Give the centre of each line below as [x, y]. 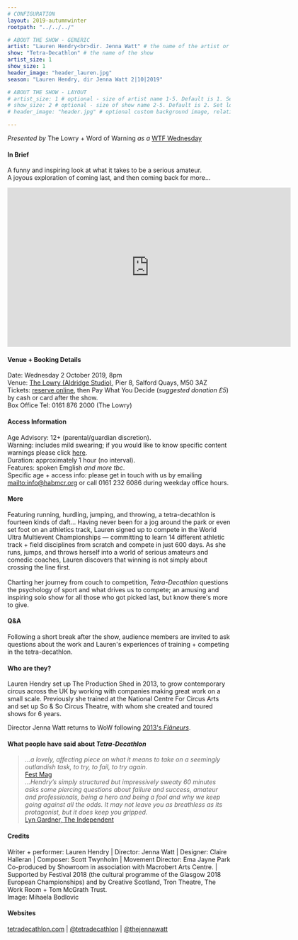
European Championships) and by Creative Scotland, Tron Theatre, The [111, 882]
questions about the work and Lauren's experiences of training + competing [118, 645]
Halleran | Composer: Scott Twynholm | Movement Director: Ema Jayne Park [119, 859]
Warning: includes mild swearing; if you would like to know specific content [117, 445]
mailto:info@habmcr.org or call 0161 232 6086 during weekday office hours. [118, 482]
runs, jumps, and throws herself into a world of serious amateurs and [108, 552]
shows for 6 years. [35, 714]
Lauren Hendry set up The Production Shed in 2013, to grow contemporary [116, 684]
